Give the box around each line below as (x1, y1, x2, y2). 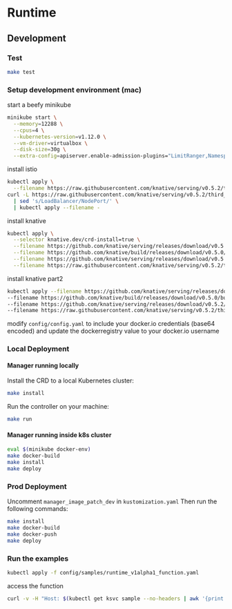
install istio (7, 165, 38, 173)
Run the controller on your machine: (7, 403, 109, 411)
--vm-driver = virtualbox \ (13, 139, 88, 146)
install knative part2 (7, 274, 64, 282)
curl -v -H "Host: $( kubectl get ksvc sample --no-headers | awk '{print (7, 595, 224, 602)
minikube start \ (7, 114, 57, 122)
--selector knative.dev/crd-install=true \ (13, 236, 140, 243)
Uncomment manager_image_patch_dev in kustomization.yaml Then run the (7, 497, 217, 505)
